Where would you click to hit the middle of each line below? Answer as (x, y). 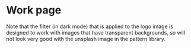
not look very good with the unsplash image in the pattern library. (86, 39)
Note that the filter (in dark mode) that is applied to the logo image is (90, 26)
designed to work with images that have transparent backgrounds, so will (96, 32)
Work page (34, 10)
